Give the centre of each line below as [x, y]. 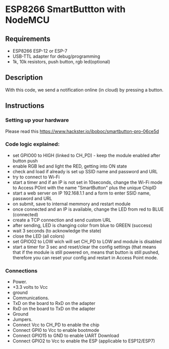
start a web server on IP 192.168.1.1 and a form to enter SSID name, [81, 193]
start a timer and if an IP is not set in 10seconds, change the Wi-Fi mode [87, 182]
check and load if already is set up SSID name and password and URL [85, 171]
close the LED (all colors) [39, 236]
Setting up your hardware [37, 120]
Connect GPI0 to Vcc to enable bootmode [56, 330]
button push [25, 161]
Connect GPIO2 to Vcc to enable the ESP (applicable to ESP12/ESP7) [84, 341]
